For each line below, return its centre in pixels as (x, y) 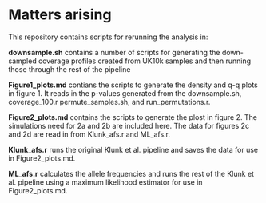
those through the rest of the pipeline (69, 69)
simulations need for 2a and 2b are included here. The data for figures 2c (129, 125)
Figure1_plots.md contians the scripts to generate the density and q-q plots (133, 85)
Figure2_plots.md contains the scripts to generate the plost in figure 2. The (133, 117)
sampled (23, 61)
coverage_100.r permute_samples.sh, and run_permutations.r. (109, 101)
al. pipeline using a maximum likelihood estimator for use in (105, 182)
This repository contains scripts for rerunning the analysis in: (108, 37)
